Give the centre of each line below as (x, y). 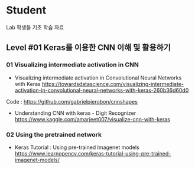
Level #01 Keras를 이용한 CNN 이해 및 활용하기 (89, 48)
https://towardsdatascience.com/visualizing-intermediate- (113, 84)
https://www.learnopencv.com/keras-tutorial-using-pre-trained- (93, 153)
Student (26, 10)
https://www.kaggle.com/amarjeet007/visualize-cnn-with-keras (92, 119)
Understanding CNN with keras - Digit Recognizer (75, 113)
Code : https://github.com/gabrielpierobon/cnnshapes (72, 101)
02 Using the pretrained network (54, 134)
